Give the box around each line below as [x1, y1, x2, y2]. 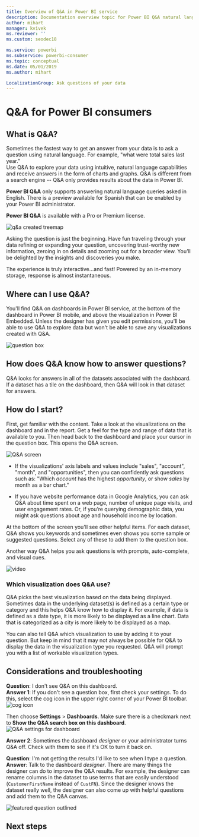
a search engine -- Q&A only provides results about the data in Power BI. [6, 177, 184, 184]
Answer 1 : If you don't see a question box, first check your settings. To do [6, 688, 187, 696]
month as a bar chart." [14, 481, 69, 488]
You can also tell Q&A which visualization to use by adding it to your [6, 630, 172, 637]
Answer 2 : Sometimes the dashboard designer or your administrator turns [6, 737, 187, 744]
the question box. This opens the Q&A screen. [6, 439, 118, 446]
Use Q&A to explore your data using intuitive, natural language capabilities [6, 164, 188, 171]
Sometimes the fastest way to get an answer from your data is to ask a [6, 145, 178, 152]
